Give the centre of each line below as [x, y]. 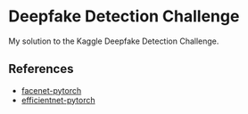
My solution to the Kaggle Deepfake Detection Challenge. [114, 41]
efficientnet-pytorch [58, 100]
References [41, 69]
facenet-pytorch [51, 90]
